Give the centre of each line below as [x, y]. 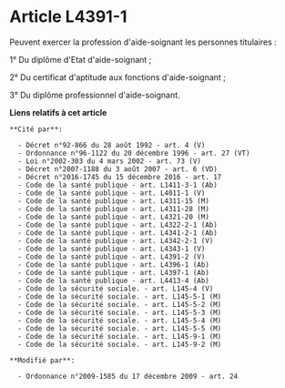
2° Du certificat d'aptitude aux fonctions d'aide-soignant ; [117, 77]
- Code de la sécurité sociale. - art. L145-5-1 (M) [120, 296]
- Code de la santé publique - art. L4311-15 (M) [113, 201]
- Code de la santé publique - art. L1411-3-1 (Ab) [118, 185]
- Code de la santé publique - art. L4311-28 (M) [113, 209]
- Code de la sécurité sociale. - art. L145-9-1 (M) [120, 336]
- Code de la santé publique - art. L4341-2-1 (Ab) [118, 233]
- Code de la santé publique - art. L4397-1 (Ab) [113, 272]
